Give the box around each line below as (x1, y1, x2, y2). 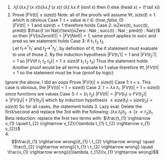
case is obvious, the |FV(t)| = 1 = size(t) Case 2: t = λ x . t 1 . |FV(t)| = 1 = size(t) (5, 84, 160, 92)
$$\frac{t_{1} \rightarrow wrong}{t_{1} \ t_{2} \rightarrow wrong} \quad (11, 139, 155, 145)
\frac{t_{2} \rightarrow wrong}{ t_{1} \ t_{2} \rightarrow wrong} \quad (13, 144, 153, 150)
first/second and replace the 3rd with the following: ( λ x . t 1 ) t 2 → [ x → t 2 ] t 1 (5, 109, 153, 116)
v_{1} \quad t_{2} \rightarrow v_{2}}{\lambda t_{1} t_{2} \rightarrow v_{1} (5, 121, 150, 127)
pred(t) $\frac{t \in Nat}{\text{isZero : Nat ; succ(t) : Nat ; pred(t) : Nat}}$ (12, 28, 161, 33)
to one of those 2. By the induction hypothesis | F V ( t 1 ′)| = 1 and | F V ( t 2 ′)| (12, 52, 157, 59)
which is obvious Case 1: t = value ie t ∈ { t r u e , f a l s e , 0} (12, 17, 124, 23)
